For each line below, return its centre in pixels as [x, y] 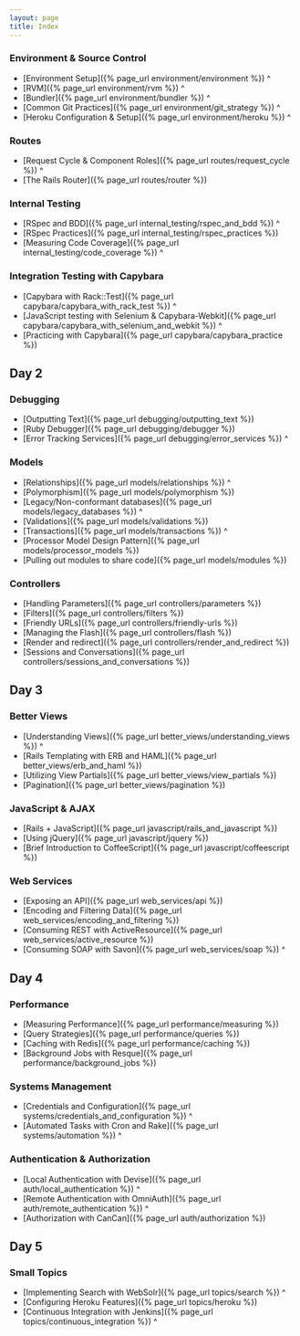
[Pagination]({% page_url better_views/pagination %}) [124, 784]
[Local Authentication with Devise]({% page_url [112, 1179]
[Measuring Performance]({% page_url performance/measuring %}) [151, 1024]
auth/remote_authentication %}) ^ [86, 1208]
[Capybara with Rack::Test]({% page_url [98, 296]
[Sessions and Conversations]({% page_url [103, 652]
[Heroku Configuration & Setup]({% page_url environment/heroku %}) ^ [157, 117]
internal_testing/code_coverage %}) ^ [93, 253]
